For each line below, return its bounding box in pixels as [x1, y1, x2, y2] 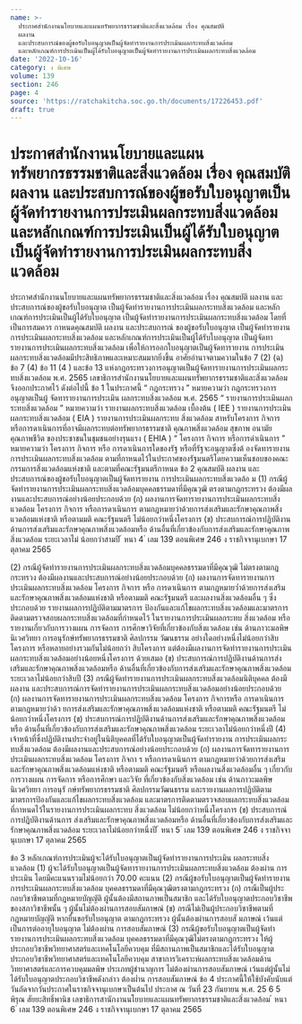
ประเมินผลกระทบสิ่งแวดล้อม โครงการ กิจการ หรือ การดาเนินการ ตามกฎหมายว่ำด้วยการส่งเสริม [10, 582, 286, 593]
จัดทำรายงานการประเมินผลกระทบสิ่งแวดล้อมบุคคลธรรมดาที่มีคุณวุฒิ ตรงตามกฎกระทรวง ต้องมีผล [10, 484, 293, 494]
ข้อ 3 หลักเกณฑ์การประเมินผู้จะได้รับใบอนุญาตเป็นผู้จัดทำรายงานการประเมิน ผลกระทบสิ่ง [10, 853, 270, 863]
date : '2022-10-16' [10, 55, 83, 64]
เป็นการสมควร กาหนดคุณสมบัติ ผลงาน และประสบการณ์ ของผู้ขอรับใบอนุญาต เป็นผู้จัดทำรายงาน [10, 322, 290, 333]
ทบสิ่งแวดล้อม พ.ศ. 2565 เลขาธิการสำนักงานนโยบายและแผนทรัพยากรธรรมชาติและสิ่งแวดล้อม [10, 372, 288, 383]
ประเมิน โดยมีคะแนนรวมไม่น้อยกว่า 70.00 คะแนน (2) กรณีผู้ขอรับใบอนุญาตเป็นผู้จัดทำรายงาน [10, 872, 290, 884]
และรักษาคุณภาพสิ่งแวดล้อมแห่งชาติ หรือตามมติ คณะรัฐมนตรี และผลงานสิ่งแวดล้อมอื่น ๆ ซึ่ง [10, 592, 277, 603]
